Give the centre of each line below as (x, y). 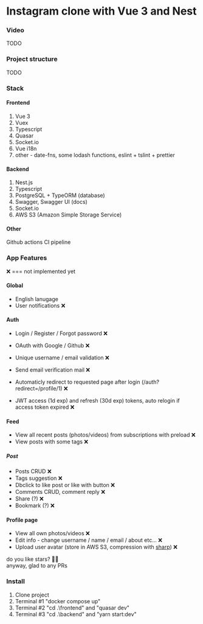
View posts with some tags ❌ (52, 442)
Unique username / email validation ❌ (62, 358)
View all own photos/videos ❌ (52, 533)
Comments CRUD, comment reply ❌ (60, 492)
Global (15, 286)
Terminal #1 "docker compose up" (58, 601)
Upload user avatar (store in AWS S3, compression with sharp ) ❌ (96, 547)
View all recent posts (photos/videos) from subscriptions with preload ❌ (105, 435)
